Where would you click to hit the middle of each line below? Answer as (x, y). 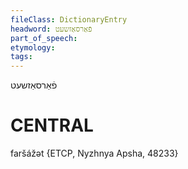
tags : (21, 57)
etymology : (33, 47)
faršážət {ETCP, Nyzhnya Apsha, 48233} (94, 153)
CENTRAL (52, 125)
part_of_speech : (44, 38)
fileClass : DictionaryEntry (69, 19)
